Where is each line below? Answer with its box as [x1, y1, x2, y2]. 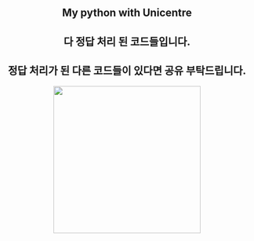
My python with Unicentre [61, 6, 193, 20]
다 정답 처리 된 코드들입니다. [63, 35, 191, 48]
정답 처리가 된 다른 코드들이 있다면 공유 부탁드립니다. [7, 64, 247, 78]
